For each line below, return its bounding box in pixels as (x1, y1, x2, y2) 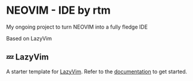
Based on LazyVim (6, 35, 52, 42)
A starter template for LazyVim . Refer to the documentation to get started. (6, 68, 188, 75)
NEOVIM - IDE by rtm (6, 4, 111, 17)
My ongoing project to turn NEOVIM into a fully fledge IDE (6, 23, 148, 30)
